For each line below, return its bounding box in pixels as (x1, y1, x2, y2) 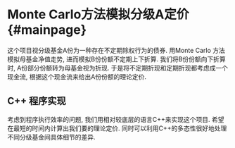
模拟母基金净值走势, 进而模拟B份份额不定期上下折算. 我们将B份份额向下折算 (7, 54, 227, 63)
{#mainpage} (7, 22, 87, 38)
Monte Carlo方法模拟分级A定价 (7, 6, 189, 23)
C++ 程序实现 (7, 95, 67, 107)
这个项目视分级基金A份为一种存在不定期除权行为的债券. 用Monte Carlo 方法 (7, 46, 225, 54)
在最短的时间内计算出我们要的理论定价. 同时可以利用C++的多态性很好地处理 (7, 124, 227, 132)
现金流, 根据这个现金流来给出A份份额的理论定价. (7, 72, 146, 81)
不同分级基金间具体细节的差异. (7, 132, 96, 141)
